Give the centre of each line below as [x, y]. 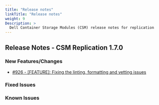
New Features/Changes [34, 62]
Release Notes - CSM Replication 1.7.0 [64, 48]
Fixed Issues [20, 84]
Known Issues [22, 98]
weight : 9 [15, 19]
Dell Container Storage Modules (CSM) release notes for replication [82, 28]
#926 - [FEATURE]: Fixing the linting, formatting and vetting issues [79, 72]
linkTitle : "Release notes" [34, 14]
